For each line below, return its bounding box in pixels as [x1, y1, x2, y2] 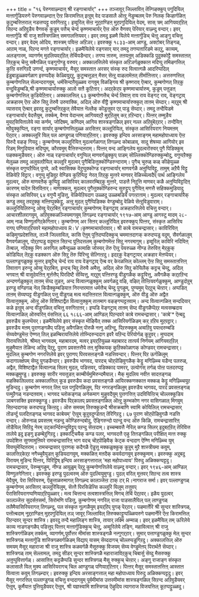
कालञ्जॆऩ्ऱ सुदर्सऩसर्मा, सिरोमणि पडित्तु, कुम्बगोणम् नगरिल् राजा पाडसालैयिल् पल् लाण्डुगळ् [6, 497, 168, 504]
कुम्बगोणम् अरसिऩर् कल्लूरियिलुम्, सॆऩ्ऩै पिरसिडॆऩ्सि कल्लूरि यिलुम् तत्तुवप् [6, 484, 137, 490]
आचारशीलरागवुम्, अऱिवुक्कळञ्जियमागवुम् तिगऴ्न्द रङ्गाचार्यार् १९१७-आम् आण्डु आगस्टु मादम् [6, 211, 178, 218]
